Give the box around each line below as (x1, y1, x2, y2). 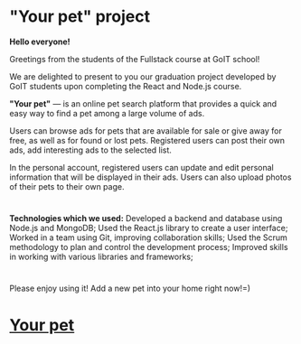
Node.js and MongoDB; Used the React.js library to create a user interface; (9, 223, 288, 234)
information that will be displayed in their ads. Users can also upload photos (9, 172, 292, 182)
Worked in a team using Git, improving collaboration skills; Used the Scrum (9, 232, 287, 243)
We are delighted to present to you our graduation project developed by (9, 70, 277, 82)
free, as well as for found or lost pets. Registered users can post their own (9, 135, 286, 145)
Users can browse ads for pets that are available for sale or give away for (9, 125, 282, 136)
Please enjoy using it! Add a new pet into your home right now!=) (9, 283, 251, 294)
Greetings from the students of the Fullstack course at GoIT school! (9, 53, 260, 64)
